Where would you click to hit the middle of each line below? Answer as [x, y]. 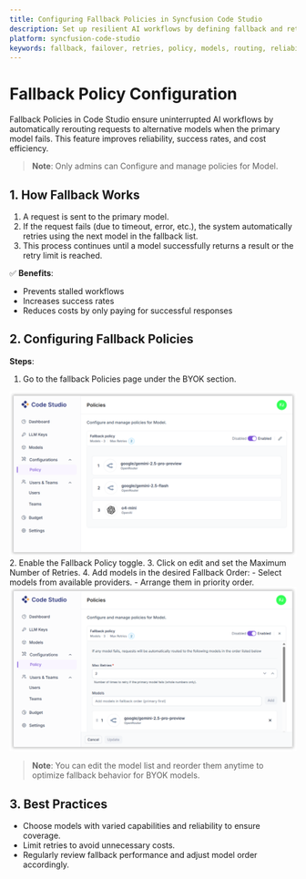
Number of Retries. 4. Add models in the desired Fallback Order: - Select [146, 573]
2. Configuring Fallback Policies [102, 339]
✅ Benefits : [31, 273]
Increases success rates [68, 301]
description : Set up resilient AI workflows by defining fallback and [146, 29]
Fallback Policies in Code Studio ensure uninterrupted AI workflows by [142, 119]
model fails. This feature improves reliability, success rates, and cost [138, 139]
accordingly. [46, 864]
